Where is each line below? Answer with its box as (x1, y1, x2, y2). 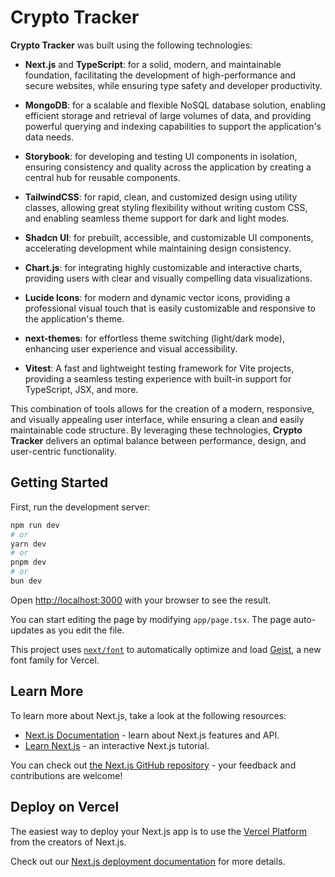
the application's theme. (24, 312, 125, 325)
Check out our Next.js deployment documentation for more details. (10, 855, 286, 867)
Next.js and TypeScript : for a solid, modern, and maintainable (24, 58, 282, 70)
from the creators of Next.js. (10, 836, 127, 848)
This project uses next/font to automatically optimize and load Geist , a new (10, 643, 322, 655)
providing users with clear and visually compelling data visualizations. (24, 272, 313, 284)
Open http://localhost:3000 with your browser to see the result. (10, 594, 272, 606)
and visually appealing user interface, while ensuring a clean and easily (10, 413, 305, 425)
